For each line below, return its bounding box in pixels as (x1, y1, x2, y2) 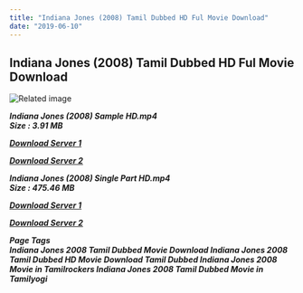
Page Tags (9, 235, 51, 246)
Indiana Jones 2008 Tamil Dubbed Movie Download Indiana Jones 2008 (9, 245, 288, 256)
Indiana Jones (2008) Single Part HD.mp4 (9, 173, 171, 184)
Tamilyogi (9, 273, 48, 285)
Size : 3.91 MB (9, 120, 63, 131)
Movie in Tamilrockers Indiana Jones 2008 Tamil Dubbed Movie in (9, 264, 264, 275)
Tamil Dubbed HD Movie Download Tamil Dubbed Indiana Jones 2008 (9, 254, 278, 265)
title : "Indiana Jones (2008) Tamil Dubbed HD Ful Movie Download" (9, 13, 270, 23)
